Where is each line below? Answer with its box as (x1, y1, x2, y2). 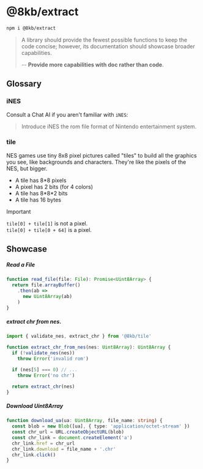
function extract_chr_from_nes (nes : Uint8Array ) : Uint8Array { (6, 344, 171, 351)
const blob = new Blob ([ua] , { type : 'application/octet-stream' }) (12, 423, 190, 429)
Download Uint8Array (6, 402, 64, 409)
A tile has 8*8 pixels (15, 176, 67, 184)
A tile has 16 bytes (15, 196, 62, 203)
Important (6, 208, 31, 215)
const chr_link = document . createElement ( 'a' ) (12, 434, 133, 441)
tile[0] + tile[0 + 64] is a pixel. (6, 226, 92, 233)
